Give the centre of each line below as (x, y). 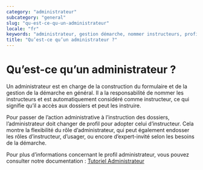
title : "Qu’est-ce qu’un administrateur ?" (62, 40)
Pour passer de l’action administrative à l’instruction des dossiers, (88, 117)
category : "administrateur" (42, 12)
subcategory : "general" (36, 17)
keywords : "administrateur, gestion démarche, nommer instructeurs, (94, 34)
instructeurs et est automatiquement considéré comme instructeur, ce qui (98, 99)
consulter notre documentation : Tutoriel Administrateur (76, 161)
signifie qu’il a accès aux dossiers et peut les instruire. (74, 105)
